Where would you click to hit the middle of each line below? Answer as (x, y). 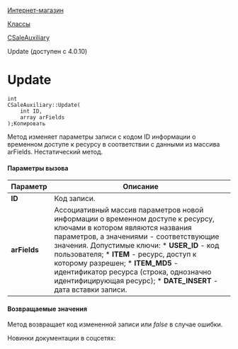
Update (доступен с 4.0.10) (47, 51)
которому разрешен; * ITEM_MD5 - (116, 263)
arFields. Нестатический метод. (55, 151)
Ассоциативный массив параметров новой (129, 210)
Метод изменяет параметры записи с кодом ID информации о (102, 137)
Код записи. (75, 199)
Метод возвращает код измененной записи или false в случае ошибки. (115, 324)
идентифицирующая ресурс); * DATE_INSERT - (136, 281)
